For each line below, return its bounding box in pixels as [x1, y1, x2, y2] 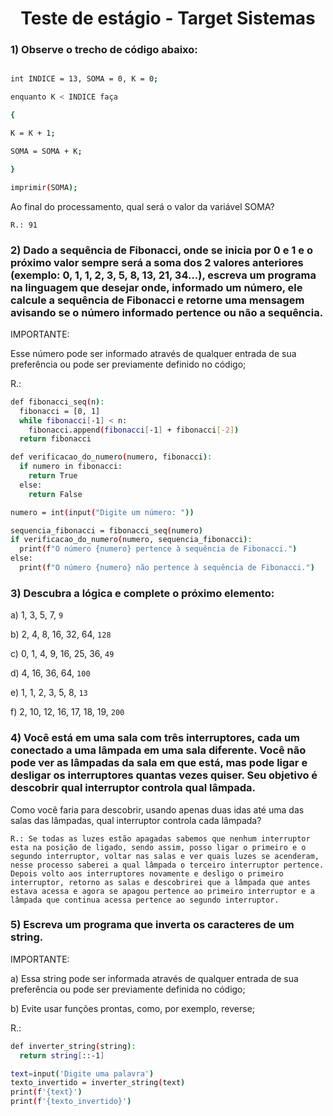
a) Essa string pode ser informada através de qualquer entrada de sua [10, 972, 299, 984]
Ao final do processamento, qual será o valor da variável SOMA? [10, 200, 275, 212]
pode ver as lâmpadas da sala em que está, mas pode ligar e [10, 756, 308, 770]
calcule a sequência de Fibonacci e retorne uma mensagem [10, 293, 305, 307]
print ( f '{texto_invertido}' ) [10, 1097, 132, 1107]
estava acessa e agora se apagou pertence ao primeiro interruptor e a [10, 886, 315, 896]
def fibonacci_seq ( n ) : [10, 397, 105, 407]
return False [28, 489, 83, 499]
